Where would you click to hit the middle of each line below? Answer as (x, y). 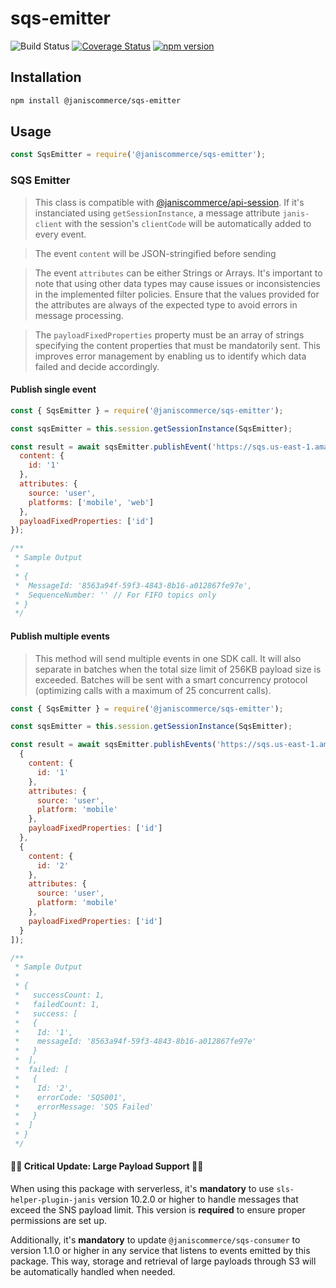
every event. (60, 234)
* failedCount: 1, (57, 1004)
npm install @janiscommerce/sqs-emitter (96, 100)
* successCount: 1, (59, 995)
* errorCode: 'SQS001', (71, 1097)
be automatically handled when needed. (93, 1272)
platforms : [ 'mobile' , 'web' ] (91, 502)
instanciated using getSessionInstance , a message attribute (157, 213)
